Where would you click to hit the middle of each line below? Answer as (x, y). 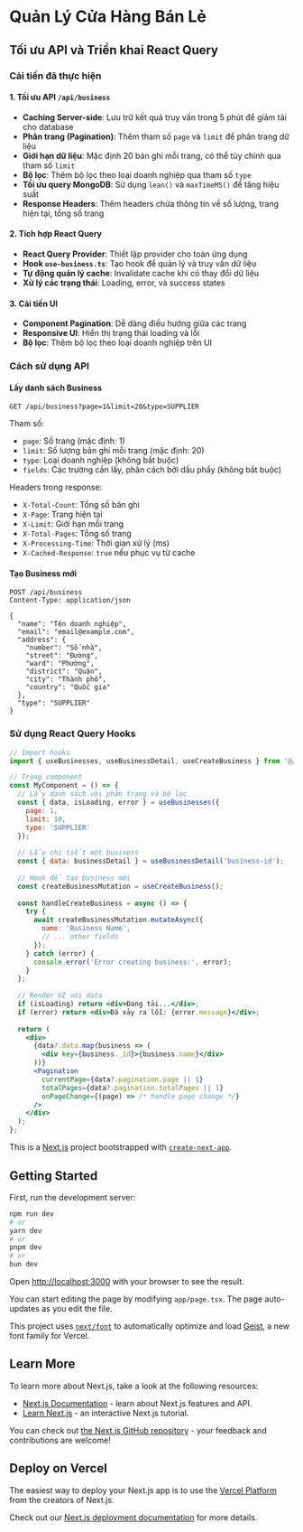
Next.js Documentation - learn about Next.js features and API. (137, 1403)
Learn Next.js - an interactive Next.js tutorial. (106, 1413)
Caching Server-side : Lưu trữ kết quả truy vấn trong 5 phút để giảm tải (154, 117)
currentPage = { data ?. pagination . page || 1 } (123, 1079)
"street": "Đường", (62, 656)
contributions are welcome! (60, 1440)
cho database (48, 126)
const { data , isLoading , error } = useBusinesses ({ (119, 803)
